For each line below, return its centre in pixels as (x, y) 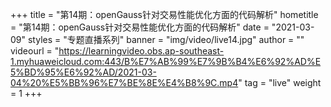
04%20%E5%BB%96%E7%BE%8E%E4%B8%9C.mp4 (124, 82)
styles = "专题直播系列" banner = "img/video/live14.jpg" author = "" (166, 39)
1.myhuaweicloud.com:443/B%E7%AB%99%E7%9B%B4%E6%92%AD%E (166, 61)
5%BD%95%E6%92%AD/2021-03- (83, 72)
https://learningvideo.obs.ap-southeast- (141, 51)
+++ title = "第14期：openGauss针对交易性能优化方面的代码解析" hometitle (164, 14)
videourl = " (35, 51)
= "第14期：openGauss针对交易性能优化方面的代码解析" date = (140, 27)
